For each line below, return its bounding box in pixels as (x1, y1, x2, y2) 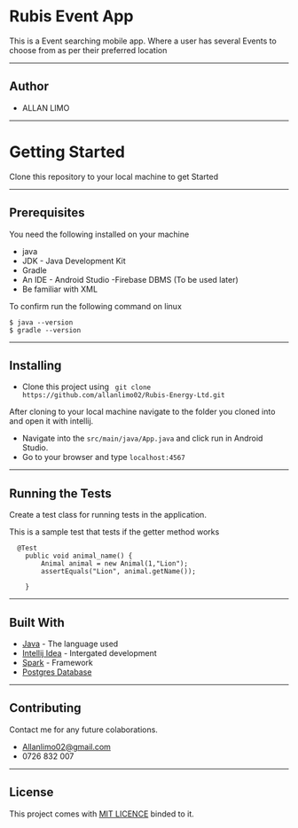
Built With (9, 614, 65, 630)
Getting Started (9, 142, 126, 161)
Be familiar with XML (21, 284, 98, 294)
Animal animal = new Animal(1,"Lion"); (41, 559, 189, 568)
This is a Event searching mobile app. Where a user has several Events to (9, 35, 277, 46)
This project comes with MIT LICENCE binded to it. (9, 808, 194, 819)
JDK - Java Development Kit (21, 255, 126, 266)
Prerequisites (9, 206, 85, 221)
